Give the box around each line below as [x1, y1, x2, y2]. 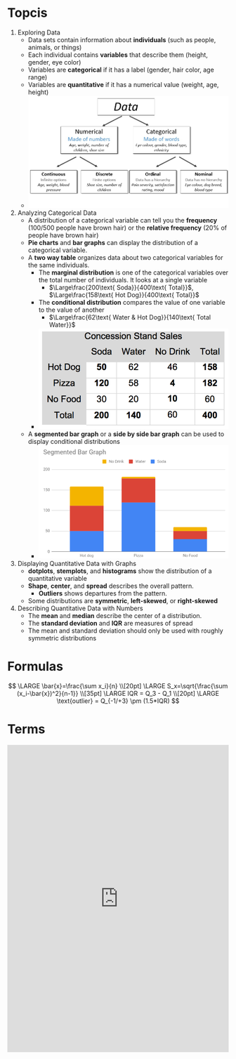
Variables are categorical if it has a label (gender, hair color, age [27, 65, 214, 74]
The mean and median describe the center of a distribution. [27, 611, 202, 619]
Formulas [7, 658, 63, 674]
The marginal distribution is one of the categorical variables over [38, 268, 229, 277]
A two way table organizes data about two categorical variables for [27, 253, 223, 261]
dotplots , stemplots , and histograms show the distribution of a [27, 567, 212, 575]
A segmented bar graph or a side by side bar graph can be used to [27, 430, 225, 438]
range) [27, 72, 48, 81]
